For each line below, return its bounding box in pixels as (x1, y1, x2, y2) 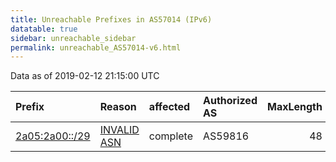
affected (148, 100, 191, 114)
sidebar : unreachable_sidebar (10, 33, 137, 43)
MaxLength (266, 100, 323, 114)
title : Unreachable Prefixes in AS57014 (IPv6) (10, 14, 213, 25)
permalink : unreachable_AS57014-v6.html (10, 42, 182, 53)
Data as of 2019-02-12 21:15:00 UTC (10, 70, 160, 82)
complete (148, 129, 194, 143)
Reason (99, 100, 137, 114)
